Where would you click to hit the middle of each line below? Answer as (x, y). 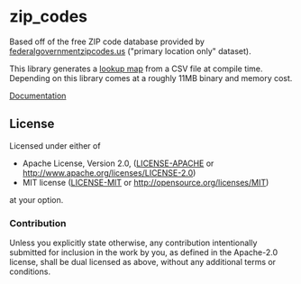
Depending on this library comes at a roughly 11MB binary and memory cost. (151, 78)
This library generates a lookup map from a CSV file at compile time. (136, 69)
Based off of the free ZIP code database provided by (107, 41)
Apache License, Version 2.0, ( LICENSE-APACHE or (118, 163)
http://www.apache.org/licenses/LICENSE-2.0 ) (109, 172)
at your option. (36, 199)
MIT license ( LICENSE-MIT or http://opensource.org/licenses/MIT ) (146, 182)
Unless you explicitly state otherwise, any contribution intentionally (133, 243)
